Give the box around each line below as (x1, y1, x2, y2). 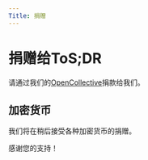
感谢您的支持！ (8, 143, 58, 154)
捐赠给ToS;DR (8, 49, 103, 67)
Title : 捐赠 (8, 11, 46, 20)
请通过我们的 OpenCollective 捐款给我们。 (8, 78, 146, 87)
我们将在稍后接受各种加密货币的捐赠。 (8, 126, 136, 136)
